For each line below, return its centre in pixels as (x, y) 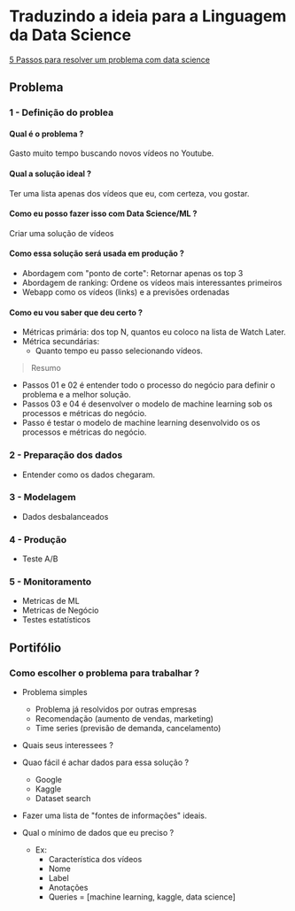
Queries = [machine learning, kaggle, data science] (142, 897)
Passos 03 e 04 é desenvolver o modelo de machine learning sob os (147, 404)
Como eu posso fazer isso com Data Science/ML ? (103, 213)
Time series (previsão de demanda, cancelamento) (128, 729)
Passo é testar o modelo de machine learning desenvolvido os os (141, 423)
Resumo (46, 368)
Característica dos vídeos (95, 860)
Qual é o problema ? (47, 134)
